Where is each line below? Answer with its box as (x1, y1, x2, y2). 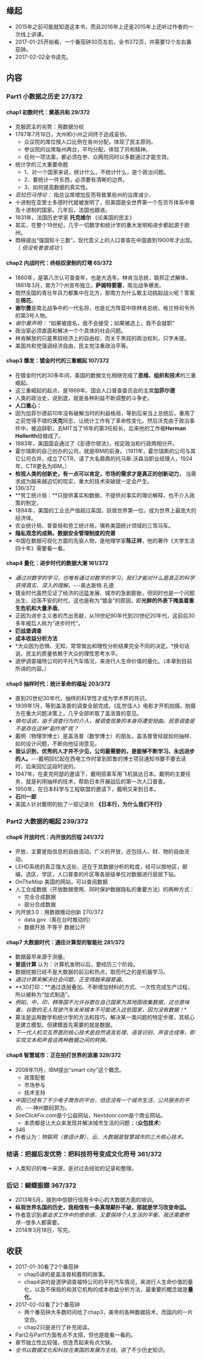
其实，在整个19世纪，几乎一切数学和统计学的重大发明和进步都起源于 (14, 222, 185, 229)
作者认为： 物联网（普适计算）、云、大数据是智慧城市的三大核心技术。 (14, 1133, 187, 1140)
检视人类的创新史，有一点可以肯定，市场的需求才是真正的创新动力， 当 (14, 470, 191, 477)
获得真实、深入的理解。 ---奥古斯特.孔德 (14, 581, 115, 589)
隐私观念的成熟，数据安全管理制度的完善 (14, 529, 116, 537)
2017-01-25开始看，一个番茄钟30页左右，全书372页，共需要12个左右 (14, 38, 187, 45)
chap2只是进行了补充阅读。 (24, 1324, 93, 1331)
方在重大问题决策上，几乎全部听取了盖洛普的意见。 (14, 710, 142, 717)
